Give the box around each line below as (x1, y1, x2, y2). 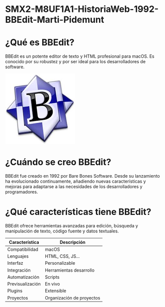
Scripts (45, 274, 60, 280)
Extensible (45, 288, 67, 294)
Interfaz (7, 260, 23, 266)
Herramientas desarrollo (45, 267, 95, 273)
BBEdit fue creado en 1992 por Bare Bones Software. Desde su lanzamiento (5, 173, 160, 179)
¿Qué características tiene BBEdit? (5, 206, 152, 217)
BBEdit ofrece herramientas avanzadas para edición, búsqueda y (5, 223, 138, 228)
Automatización (7, 274, 40, 280)
